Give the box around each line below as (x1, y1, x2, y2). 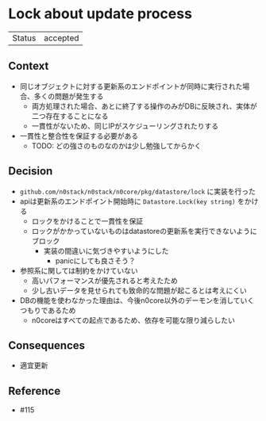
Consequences (8, 339, 86, 352)
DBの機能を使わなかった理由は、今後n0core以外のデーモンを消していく (19, 295, 255, 305)
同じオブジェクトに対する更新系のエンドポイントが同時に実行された (19, 81, 243, 91)
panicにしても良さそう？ (55, 255, 137, 266)
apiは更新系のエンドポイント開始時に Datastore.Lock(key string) (19, 196, 236, 206)
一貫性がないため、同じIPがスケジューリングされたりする (31, 121, 219, 131)
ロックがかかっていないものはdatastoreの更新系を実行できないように (31, 226, 257, 235)
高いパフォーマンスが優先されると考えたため (31, 275, 179, 285)
